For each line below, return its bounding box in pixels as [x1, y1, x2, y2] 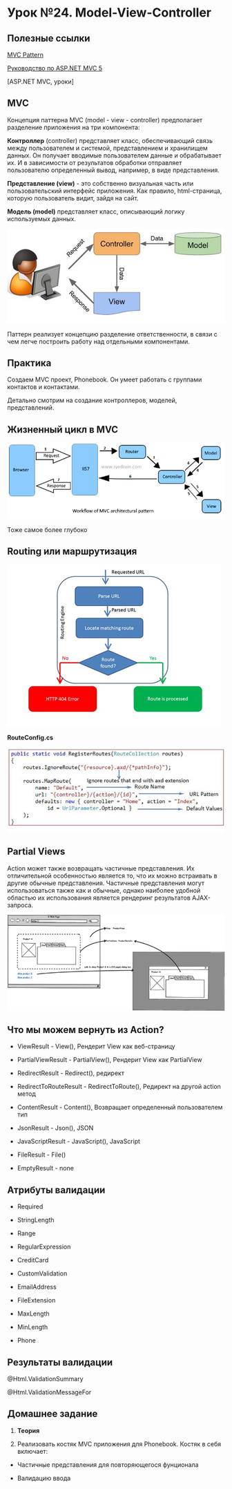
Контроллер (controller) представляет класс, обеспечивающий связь [7, 136, 213, 144]
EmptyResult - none [17, 1164, 75, 1173]
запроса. [7, 900, 34, 909]
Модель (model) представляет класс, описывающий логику [7, 207, 185, 216]
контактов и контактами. [7, 383, 80, 391]
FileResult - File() [17, 1150, 66, 1159]
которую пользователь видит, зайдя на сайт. [7, 193, 139, 202]
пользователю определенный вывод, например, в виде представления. [7, 166, 220, 174]
